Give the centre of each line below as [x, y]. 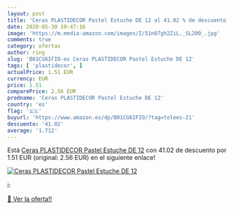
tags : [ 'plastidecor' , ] [45, 66]
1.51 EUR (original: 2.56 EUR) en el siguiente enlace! [81, 158]
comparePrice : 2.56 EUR [42, 91]
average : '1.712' [32, 130]
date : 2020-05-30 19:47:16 [46, 27]
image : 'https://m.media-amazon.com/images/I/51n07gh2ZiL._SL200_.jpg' [114, 33]
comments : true [29, 40]
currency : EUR [28, 78]
